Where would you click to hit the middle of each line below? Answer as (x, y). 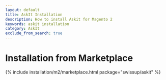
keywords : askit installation (37, 24)
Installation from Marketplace (69, 58)
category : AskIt (22, 29)
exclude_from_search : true (34, 33)
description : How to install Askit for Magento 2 (59, 19)
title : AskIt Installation (34, 15)
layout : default (22, 10)
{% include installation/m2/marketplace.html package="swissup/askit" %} (83, 72)
